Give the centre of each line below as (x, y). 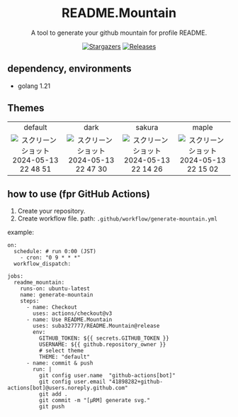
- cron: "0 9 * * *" (50, 258)
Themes (26, 108)
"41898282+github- (136, 382)
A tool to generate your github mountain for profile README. (119, 33)
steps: (30, 301)
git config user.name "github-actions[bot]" (107, 376)
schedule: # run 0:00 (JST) (55, 252)
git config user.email (72, 382)
